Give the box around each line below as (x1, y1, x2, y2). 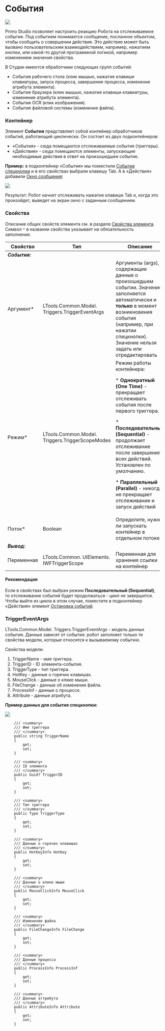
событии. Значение (115, 284, 162, 290)
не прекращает (115, 491, 152, 498)
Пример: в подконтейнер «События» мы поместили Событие (5, 163, 135, 169)
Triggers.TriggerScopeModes (42, 437, 111, 444)
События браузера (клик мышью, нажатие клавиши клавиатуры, (12, 89, 149, 95)
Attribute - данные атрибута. (12, 692, 72, 698)
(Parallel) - (115, 485, 142, 491)
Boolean (42, 525, 62, 532)
